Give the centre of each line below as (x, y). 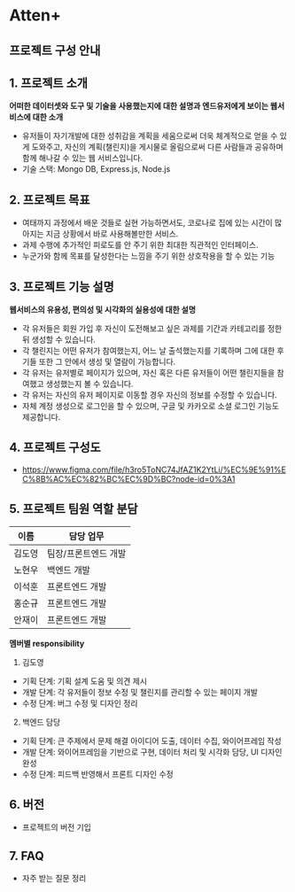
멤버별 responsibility (47, 643)
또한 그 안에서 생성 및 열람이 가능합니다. (107, 362)
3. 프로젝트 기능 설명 (62, 287)
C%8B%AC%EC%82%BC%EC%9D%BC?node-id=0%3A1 (128, 478)
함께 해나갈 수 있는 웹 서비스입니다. (82, 158)
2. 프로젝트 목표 (50, 200)
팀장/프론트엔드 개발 (87, 553)
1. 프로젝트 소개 (49, 83)
